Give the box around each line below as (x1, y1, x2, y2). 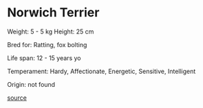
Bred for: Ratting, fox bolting (7, 40, 87, 49)
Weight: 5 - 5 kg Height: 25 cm (7, 27, 94, 36)
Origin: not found (7, 80, 56, 88)
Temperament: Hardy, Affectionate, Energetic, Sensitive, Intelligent (7, 67, 196, 75)
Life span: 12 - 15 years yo (7, 53, 81, 62)
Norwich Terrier (7, 5, 100, 21)
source (7, 94, 28, 102)
